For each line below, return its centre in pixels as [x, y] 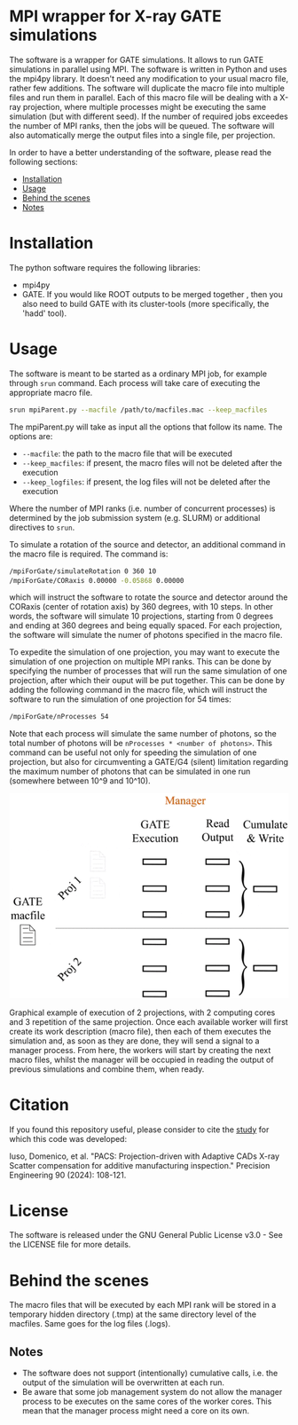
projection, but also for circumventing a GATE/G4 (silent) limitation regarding [149, 762]
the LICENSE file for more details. [70, 1245]
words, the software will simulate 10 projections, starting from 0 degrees [141, 616]
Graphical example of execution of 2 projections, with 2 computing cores [142, 1012]
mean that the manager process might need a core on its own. [136, 1411]
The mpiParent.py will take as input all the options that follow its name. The [146, 427]
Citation [39, 1104]
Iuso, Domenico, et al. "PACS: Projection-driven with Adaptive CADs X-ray [145, 1156]
